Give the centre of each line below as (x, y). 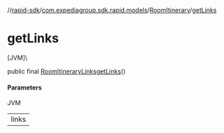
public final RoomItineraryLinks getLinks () (66, 71)
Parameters (24, 87)
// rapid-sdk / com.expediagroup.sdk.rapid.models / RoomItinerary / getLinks (112, 10)
